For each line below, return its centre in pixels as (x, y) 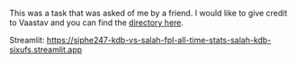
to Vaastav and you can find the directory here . (97, 23)
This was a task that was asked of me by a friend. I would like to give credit (148, 13)
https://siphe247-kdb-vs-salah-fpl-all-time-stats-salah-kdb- (159, 40)
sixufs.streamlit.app (46, 50)
